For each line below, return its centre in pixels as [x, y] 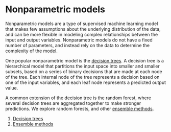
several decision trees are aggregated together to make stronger [73, 103]
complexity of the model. [31, 51]
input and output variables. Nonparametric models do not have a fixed [79, 40]
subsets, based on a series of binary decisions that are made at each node [84, 71]
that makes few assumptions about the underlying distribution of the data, [83, 29]
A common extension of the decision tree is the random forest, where [78, 98]
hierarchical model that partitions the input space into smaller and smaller [82, 66]
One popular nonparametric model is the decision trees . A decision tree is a [85, 60]
